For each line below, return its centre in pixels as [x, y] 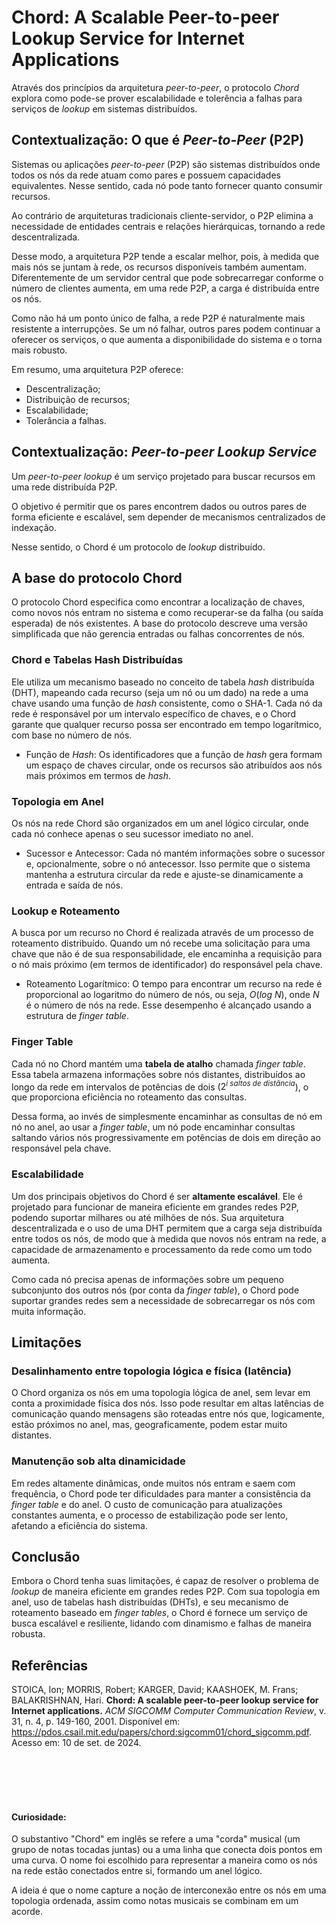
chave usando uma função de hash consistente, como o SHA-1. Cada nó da [167, 703]
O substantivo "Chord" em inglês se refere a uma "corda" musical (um [156, 1839]
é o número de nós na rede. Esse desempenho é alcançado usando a [168, 1005]
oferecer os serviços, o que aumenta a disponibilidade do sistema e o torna [167, 339]
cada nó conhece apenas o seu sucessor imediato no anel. [132, 833]
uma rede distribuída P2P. [64, 487]
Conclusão [46, 1556]
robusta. [28, 1634]
